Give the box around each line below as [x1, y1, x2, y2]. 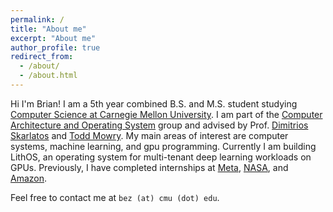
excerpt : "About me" [10, 33, 97, 43]
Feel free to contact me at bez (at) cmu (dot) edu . [10, 191, 220, 203]
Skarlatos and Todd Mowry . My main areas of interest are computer [10, 129, 289, 141]
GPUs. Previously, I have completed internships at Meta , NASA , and [10, 161, 289, 173]
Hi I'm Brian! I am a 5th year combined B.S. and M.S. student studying [10, 97, 298, 110]
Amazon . [10, 172, 48, 184]
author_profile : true [10, 42, 101, 53]
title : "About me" [10, 24, 87, 34]
